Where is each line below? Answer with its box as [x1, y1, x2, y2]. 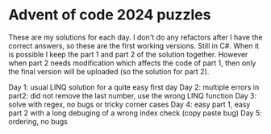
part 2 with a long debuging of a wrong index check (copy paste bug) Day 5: [8, 107, 262, 118]
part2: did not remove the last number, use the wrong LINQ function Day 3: [8, 90, 256, 100]
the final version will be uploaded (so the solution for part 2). [8, 66, 210, 76]
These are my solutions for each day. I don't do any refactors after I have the [8, 32, 263, 42]
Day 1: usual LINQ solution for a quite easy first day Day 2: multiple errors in [8, 82, 260, 92]
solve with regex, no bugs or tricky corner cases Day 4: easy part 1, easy [8, 99, 251, 109]
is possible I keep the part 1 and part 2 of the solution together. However [8, 49, 248, 59]
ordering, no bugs [8, 116, 69, 126]
